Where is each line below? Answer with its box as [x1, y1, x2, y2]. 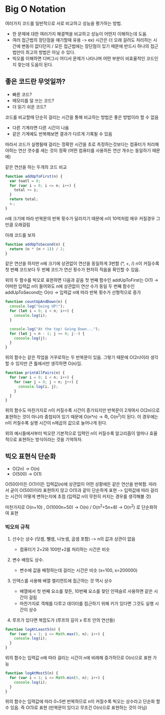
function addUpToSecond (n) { [5, 242, 65, 247]
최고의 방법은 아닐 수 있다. [25, 49, 75, 55]
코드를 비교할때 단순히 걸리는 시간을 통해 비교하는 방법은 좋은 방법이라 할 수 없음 [5, 114, 159, 120]
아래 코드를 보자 [5, 232, 36, 238]
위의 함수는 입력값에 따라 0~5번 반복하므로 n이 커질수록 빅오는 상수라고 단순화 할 [5, 698, 161, 705]
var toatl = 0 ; [9, 178, 41, 183]
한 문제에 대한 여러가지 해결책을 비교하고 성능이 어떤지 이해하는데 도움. [12, 31, 148, 36]
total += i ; [14, 188, 38, 193]
